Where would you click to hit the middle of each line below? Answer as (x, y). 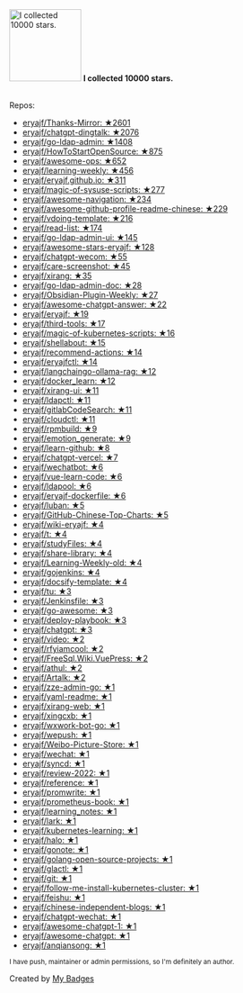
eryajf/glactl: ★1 (52, 869)
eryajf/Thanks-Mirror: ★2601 (76, 122)
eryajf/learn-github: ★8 (66, 448)
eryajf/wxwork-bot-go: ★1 (71, 725)
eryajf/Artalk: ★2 (54, 677)
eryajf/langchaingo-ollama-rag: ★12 (89, 371)
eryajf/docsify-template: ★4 (74, 582)
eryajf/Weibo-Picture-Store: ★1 (80, 745)
